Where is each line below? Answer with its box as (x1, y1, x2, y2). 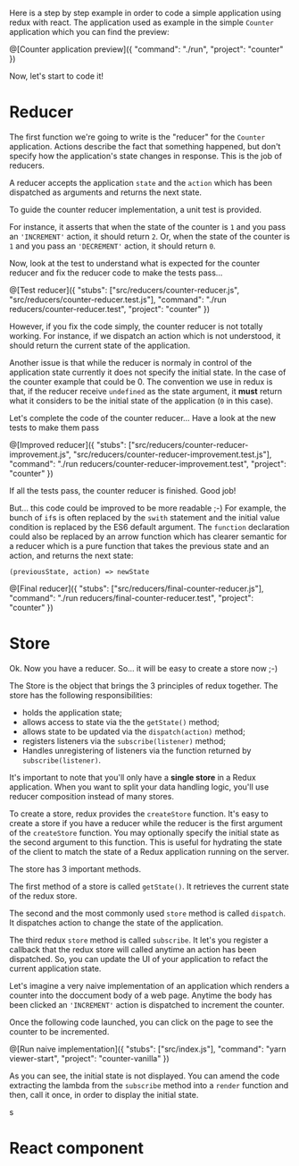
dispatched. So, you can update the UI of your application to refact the (9, 953, 269, 964)
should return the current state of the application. (9, 340, 191, 351)
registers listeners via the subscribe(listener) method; (21, 735, 226, 746)
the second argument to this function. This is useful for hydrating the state (9, 836, 283, 848)
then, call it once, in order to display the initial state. (9, 1089, 199, 1100)
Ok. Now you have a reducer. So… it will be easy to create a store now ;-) (9, 663, 278, 673)
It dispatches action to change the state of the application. (9, 917, 224, 928)
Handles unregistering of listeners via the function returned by (21, 745, 252, 756)
